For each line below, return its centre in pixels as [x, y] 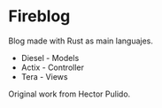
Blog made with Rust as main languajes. [81, 41]
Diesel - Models [50, 58]
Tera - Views [44, 76]
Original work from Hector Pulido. [69, 94]
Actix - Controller [53, 67]
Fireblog [39, 16]
